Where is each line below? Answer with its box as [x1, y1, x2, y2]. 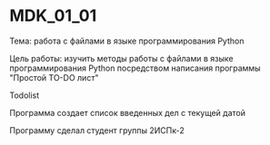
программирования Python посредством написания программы [9, 63, 261, 73]
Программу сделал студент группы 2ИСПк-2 [9, 124, 185, 136]
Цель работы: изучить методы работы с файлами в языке [9, 53, 234, 63]
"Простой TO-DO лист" [9, 72, 99, 82]
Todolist [9, 90, 40, 101]
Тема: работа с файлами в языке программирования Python [9, 35, 245, 46]
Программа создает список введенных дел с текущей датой [9, 107, 245, 118]
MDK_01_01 [9, 5, 97, 26]
